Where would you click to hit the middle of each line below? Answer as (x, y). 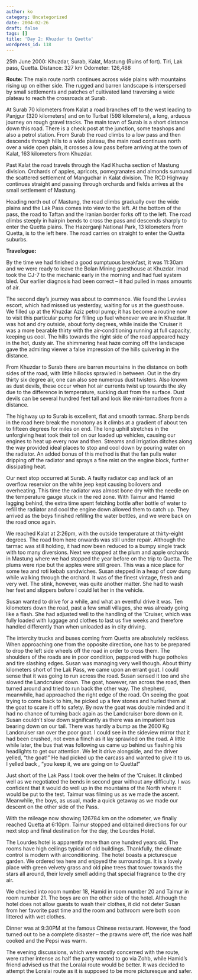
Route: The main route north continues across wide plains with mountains (96, 79)
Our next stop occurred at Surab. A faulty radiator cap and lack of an (90, 478)
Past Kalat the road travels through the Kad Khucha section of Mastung (93, 165)
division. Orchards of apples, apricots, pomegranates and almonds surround (99, 171)
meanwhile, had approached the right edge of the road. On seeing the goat (98, 694)
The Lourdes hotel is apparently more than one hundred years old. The (92, 842)
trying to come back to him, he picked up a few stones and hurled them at (96, 701)
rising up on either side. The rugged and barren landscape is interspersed (96, 85)
